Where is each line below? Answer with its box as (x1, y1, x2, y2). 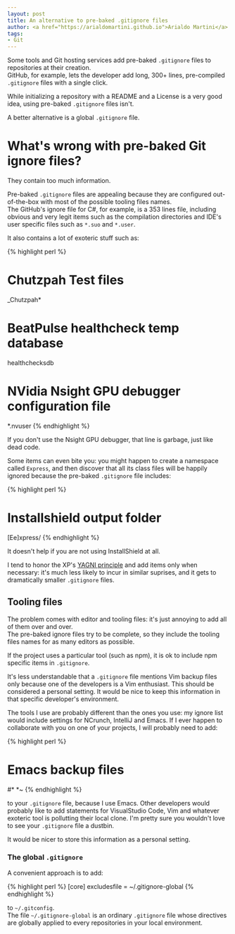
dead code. (7, 443, 41, 451)
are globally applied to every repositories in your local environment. (7, 918, 203, 927)
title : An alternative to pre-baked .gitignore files (7, 17, 169, 24)
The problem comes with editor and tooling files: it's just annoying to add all (7, 615, 227, 623)
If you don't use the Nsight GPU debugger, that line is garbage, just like (7, 435, 213, 443)
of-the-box (7, 198, 39, 206)
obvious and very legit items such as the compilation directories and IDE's (7, 212, 222, 221)
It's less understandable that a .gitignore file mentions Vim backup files (7, 672, 217, 681)
